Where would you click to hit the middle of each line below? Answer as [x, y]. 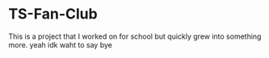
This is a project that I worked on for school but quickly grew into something [135, 36]
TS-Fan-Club [53, 14]
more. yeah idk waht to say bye [61, 44]
